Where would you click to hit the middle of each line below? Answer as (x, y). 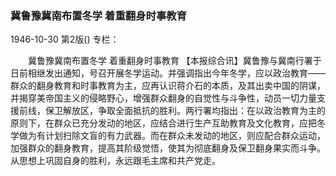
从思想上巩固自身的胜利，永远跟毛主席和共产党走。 (115, 161)
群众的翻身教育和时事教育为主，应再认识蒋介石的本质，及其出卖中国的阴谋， (168, 86)
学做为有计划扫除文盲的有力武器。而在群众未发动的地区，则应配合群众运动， (168, 136)
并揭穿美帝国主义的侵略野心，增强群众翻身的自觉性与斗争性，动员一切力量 (163, 98)
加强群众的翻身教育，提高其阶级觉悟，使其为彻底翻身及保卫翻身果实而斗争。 (168, 148)
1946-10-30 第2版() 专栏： (65, 39)
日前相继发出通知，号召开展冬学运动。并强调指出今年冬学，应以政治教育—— (168, 73)
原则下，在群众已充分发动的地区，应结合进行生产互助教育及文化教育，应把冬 (168, 123)
